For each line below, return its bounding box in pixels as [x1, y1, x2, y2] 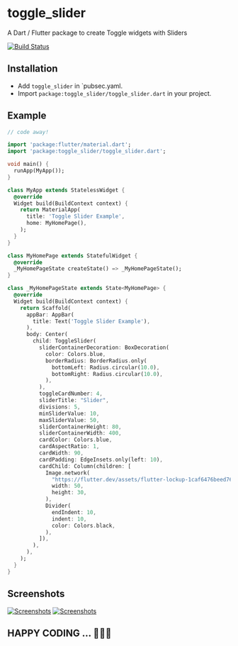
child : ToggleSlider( [33, 338, 97, 345]
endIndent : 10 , [52, 508, 97, 516]
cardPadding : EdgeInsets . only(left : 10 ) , [38, 456, 163, 463]
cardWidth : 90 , [38, 450, 84, 457]
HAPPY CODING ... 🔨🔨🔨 [7, 627, 112, 639]
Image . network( [45, 469, 91, 477]
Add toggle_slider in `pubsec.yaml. [17, 82, 123, 90]
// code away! [7, 128, 50, 135]
